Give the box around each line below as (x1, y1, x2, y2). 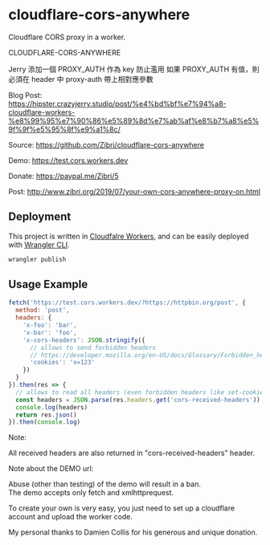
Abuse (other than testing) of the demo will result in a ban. (8, 479, 201, 489)
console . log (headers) (15, 403, 88, 411)
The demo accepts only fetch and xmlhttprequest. (8, 488, 174, 498)
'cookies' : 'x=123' (29, 359, 95, 367)
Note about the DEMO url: (8, 464, 94, 474)
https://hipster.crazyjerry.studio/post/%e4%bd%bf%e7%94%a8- (8, 99, 227, 108)
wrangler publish (8, 255, 67, 263)
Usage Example (8, 278, 88, 291)
